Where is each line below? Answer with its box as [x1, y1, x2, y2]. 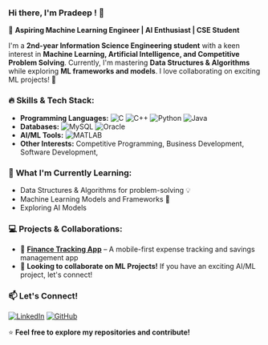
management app [19, 253, 79, 263]
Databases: [19, 122, 60, 131]
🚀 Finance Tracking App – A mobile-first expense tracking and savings [19, 244, 255, 255]
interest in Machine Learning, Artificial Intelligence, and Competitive [8, 50, 240, 59]
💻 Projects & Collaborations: [8, 223, 123, 235]
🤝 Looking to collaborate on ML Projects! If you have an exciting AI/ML [19, 262, 256, 271]
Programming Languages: [19, 113, 109, 122]
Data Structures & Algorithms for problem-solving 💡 [19, 185, 191, 195]
